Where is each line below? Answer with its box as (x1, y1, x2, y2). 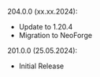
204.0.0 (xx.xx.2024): (7, 7, 78, 16)
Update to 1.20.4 (18, 22, 73, 31)
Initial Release (18, 61, 65, 71)
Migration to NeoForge (18, 31, 92, 40)
